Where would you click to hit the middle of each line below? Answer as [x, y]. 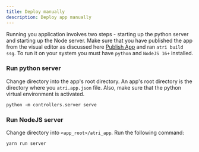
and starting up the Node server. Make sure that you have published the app [99, 40]
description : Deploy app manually [49, 17]
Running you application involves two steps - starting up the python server [97, 34]
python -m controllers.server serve [51, 104]
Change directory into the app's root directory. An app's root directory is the [99, 81]
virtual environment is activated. [45, 94]
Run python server [34, 68]
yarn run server [26, 144]
